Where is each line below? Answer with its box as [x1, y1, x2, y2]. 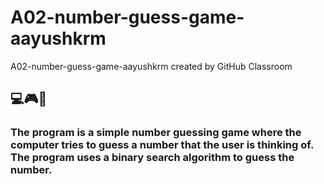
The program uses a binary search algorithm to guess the [10, 151, 295, 165]
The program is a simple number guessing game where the [10, 126, 302, 140]
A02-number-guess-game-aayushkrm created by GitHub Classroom [10, 60, 293, 72]
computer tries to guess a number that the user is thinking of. [10, 138, 314, 152]
